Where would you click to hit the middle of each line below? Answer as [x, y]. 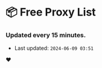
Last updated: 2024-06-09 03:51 [54, 48]
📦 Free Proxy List [51, 12]
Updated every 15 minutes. [46, 36]
